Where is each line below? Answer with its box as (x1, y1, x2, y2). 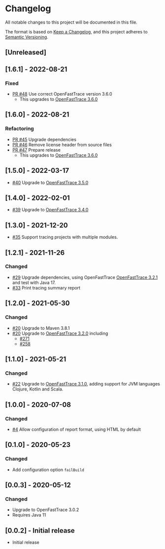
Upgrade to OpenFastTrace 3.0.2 (12, 507, 79, 513)
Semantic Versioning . (5, 34, 48, 40)
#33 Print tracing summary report (12, 285, 80, 291)
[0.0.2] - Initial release (5, 526, 75, 535)
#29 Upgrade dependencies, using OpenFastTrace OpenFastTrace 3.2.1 (12, 274, 158, 280)
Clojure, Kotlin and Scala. (12, 386, 64, 392)
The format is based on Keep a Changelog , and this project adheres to (5, 29, 148, 34)
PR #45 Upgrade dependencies (12, 136, 76, 142)
